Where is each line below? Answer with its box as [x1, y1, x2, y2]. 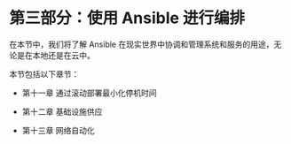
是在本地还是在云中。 [16, 49, 95, 60]
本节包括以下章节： [9, 68, 80, 80]
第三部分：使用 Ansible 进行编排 [9, 8, 246, 28]
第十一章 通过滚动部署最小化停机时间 [21, 87, 157, 98]
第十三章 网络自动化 [21, 125, 95, 135]
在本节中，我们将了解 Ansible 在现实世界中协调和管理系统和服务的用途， [9, 39, 274, 49]
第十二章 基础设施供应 [21, 106, 103, 117]
